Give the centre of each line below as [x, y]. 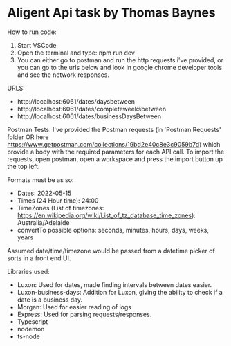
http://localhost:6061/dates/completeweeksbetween [92, 109]
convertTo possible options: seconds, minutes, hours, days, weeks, [113, 230]
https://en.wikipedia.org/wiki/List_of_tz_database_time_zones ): [106, 215]
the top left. [24, 166]
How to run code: [32, 32]
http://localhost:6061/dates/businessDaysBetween [89, 116]
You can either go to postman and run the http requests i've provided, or [120, 60]
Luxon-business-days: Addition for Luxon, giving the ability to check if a [120, 292]
